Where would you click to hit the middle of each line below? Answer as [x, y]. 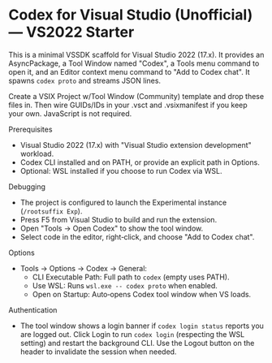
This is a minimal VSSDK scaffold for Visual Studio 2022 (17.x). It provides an [136, 54]
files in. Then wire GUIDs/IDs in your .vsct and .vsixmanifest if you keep [128, 105]
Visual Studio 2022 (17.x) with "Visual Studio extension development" [136, 145]
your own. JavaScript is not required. [70, 113]
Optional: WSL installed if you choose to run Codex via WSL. [121, 171]
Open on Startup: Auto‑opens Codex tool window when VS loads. [142, 294]
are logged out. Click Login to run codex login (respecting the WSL [132, 334]
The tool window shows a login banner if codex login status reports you [142, 326]
